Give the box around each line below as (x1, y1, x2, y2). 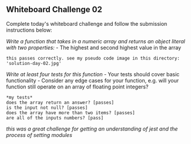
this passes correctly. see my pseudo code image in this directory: (6, 55, 180, 61)
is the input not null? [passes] (6, 105, 88, 111)
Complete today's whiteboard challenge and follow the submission (6, 20, 167, 27)
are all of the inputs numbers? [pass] (6, 115, 104, 121)
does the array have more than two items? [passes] (6, 109, 135, 116)
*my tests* (6, 94, 33, 100)
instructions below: (6, 26, 52, 33)
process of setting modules (6, 131, 72, 138)
